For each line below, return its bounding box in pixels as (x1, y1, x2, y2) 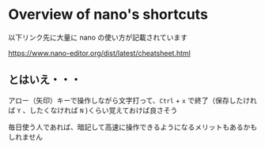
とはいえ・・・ (8, 73, 81, 87)
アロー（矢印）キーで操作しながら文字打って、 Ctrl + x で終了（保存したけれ (8, 95, 257, 105)
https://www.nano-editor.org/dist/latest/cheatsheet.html (8, 48, 191, 58)
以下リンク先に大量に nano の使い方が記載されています (8, 32, 188, 42)
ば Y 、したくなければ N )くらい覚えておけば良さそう (8, 105, 178, 115)
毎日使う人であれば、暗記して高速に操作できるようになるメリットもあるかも (8, 122, 258, 132)
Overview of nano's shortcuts (8, 6, 208, 24)
